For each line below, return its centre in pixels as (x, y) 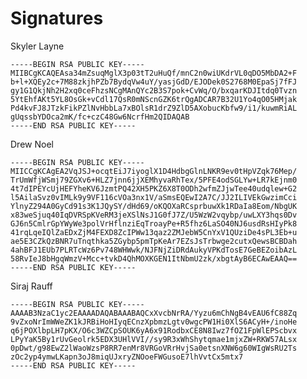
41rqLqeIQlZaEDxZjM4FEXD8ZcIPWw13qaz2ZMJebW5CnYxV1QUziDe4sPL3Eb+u (154, 232)
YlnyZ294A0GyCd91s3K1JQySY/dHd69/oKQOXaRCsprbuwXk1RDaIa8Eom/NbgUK (154, 206)
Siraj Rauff (31, 286)
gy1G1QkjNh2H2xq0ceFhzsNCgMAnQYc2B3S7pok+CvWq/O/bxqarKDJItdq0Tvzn (154, 90)
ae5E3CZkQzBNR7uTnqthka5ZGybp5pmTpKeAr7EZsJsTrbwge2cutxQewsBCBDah (154, 241)
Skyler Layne (37, 46)
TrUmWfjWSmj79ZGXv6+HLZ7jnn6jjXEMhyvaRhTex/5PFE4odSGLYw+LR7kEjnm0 (154, 180)
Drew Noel (32, 144)
